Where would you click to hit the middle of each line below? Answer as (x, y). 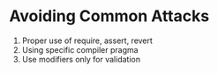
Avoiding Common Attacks (109, 16)
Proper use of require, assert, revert (87, 40)
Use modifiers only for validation (81, 59)
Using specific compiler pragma (80, 49)
